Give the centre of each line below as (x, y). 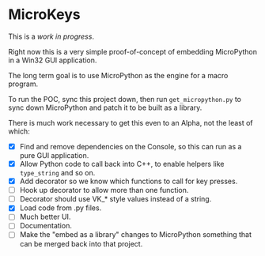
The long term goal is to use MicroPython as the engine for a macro (118, 75)
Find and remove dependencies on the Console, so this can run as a (131, 146)
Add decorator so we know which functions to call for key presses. (129, 181)
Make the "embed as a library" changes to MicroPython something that (135, 235)
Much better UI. (45, 217)
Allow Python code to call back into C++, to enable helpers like (122, 164)
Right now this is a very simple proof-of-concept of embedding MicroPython (133, 51)
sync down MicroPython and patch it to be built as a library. (105, 107)
